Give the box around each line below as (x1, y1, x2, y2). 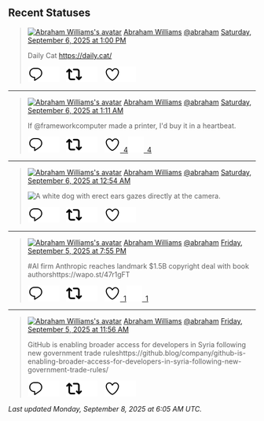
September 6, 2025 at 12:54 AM (27, 176, 131, 185)
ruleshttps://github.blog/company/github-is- (103, 348, 246, 357)
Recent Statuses (8, 6, 91, 20)
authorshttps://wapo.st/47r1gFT (27, 269, 130, 279)
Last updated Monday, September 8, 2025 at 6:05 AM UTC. (8, 404, 203, 413)
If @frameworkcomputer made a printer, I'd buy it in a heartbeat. (27, 121, 236, 130)
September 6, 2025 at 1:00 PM (27, 35, 126, 45)
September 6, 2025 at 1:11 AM (27, 105, 124, 115)
